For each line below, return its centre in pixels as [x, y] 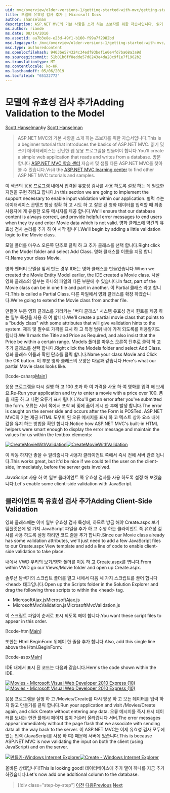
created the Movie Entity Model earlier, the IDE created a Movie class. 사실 [82, 275]
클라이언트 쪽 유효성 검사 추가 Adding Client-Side [79, 501]
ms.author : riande [25, 29]
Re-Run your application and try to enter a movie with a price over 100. [84, 393]
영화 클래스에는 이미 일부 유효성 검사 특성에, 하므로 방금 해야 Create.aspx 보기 [82, 522]
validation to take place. [40, 551]
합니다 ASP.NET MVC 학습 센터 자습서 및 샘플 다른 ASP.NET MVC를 [85, 163]
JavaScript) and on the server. [37, 746]
